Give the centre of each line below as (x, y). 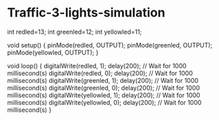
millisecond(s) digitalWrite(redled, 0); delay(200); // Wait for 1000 (100, 73)
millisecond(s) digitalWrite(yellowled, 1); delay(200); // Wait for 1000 (104, 95)
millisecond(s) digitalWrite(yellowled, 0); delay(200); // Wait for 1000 (104, 102)
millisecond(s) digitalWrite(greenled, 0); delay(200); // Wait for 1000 (104, 88)
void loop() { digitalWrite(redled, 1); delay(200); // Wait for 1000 (97, 66)
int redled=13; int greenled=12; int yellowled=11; (75, 32)
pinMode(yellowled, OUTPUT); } (53, 52)
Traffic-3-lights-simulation (86, 13)
